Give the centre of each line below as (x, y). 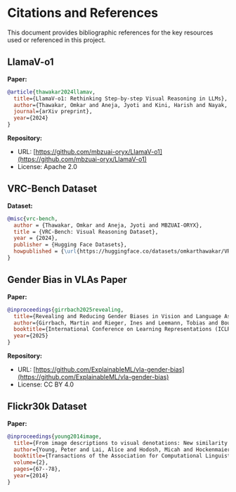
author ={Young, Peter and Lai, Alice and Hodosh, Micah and (103, 449)
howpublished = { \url (45, 251)
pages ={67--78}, (37, 469)
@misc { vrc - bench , (33, 219)
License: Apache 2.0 (47, 166)
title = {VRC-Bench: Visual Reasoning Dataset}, (86, 232)
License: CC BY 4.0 (46, 384)
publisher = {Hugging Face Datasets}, (71, 245)
